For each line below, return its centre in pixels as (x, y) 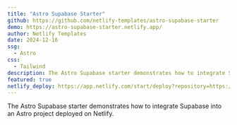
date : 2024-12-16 (33, 40)
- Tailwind (30, 66)
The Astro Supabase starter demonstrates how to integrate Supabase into (115, 106)
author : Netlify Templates (47, 34)
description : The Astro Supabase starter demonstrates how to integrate (116, 73)
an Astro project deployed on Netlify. (61, 114)
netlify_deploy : (31, 86)
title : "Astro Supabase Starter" (56, 14)
